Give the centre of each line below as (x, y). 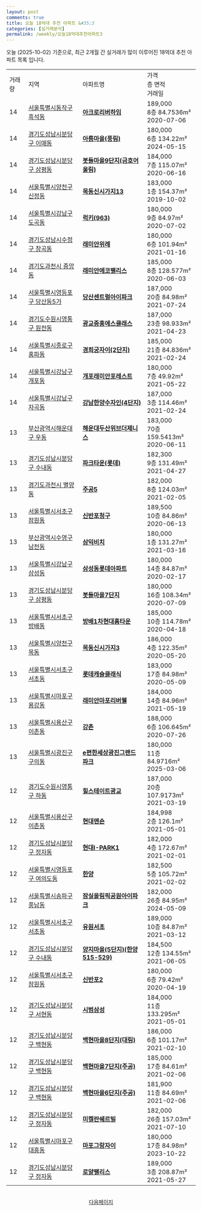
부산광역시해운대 (50, 428)
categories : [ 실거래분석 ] (35, 29)
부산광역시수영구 (50, 538)
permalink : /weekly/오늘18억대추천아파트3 (54, 34)
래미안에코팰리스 (105, 271)
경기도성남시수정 (50, 240)
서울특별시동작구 (50, 108)
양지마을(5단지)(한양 (110, 950)
